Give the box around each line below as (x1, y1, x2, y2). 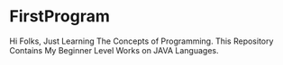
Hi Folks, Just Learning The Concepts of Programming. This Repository (9, 36, 274, 46)
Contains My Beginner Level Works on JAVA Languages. (9, 45, 219, 55)
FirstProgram (9, 6, 110, 27)
